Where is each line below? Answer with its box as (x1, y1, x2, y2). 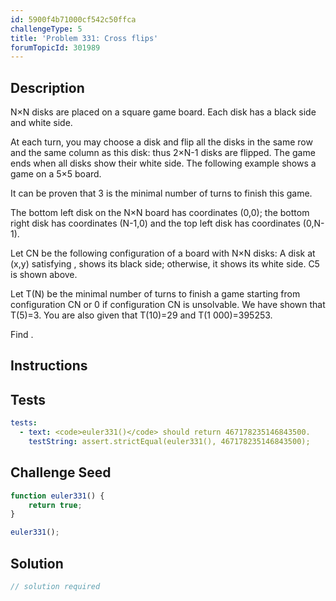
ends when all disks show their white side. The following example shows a (10, 157, 317, 170)
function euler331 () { (10, 491, 105, 501)
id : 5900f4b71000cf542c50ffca (10, 14, 137, 25)
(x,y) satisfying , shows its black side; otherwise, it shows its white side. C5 (10, 258, 320, 270)
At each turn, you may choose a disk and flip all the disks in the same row (10, 136, 313, 148)
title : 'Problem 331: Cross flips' (10, 33, 159, 43)
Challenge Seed (10, 464, 112, 481)
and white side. (10, 117, 73, 129)
